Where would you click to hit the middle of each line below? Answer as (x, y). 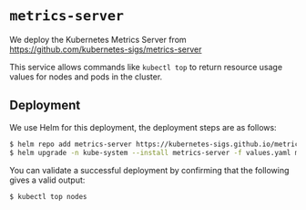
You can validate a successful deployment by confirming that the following (149, 170)
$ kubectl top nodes (49, 196)
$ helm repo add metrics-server (71, 144)
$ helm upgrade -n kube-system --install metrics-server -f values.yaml (150, 152)
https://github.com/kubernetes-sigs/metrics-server (106, 49)
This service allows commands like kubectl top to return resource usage (146, 67)
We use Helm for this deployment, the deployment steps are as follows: (143, 127)
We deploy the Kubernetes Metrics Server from (98, 39)
